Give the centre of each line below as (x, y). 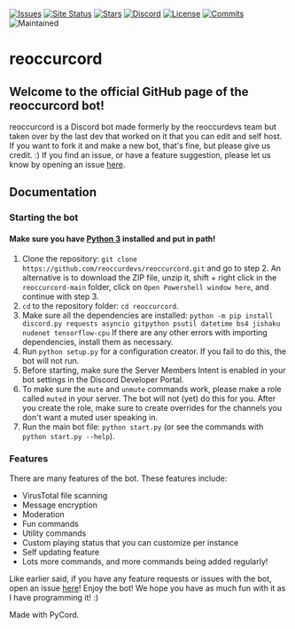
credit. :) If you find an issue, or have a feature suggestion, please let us (140, 155)
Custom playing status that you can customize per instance (130, 542)
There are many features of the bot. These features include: (118, 478)
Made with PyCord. (44, 614)
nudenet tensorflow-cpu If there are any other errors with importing (144, 332)
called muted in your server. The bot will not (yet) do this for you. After (149, 398)
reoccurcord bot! (57, 105)
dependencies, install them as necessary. (98, 342)
